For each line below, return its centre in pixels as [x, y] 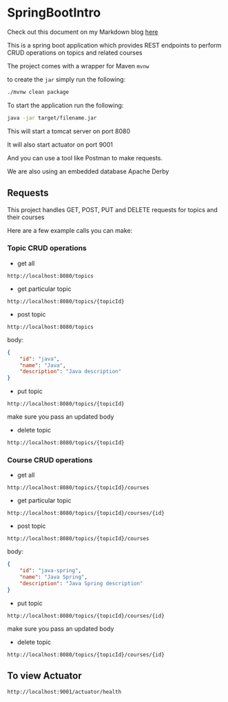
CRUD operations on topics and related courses [75, 53]
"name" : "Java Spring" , [54, 577]
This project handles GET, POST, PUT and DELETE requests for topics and [113, 209]
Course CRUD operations [50, 460]
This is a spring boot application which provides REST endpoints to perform [114, 45]
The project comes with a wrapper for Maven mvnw [78, 66]
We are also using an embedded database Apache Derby [88, 171]
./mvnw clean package [38, 92]
